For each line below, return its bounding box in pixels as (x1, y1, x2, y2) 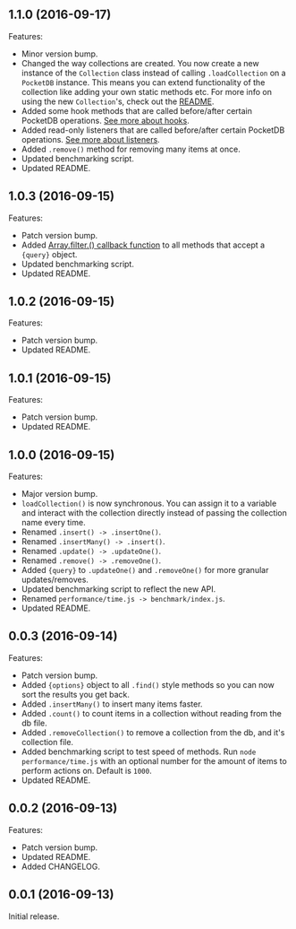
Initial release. (8, 910, 60, 922)
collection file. (21, 736, 73, 747)
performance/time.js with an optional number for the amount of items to (21, 755, 287, 766)
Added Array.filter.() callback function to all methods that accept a (21, 239, 266, 250)
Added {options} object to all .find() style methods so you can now (21, 679, 275, 690)
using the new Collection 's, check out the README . (21, 96, 215, 107)
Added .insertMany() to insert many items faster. (21, 699, 203, 709)
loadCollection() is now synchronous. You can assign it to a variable (21, 498, 277, 509)
